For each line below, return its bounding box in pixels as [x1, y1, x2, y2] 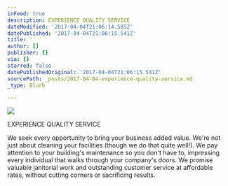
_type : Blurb [7, 82, 46, 89]
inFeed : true [7, 10, 46, 17]
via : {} [7, 56, 30, 63]
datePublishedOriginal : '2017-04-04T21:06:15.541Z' [7, 69, 161, 76]
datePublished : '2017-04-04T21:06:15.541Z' [7, 29, 137, 37]
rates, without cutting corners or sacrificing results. [7, 171, 156, 179]
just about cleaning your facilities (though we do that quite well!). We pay [7, 141, 218, 150]
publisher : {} [7, 50, 49, 57]
